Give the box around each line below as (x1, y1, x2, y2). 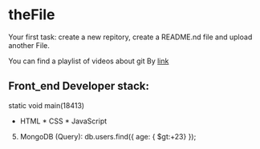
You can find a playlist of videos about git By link (8, 56, 169, 66)
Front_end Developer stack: (8, 79, 150, 93)
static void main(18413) (8, 100, 85, 110)
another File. (8, 40, 50, 50)
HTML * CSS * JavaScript (19, 116, 108, 126)
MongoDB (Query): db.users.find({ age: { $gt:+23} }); (19, 131, 197, 141)
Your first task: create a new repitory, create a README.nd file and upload (8, 32, 253, 42)
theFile (8, 6, 55, 24)
